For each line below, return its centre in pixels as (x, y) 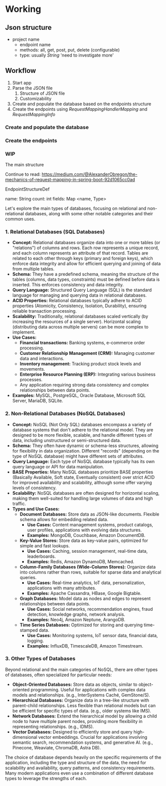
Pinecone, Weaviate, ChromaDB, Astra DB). (56, 747)
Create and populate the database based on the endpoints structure (82, 104)
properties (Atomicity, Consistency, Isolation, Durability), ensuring (80, 306)
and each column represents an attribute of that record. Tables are (80, 253)
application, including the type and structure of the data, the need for (76, 762)
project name (26, 39)
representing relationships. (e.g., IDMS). (53, 726)
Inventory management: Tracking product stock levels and (80, 364)
